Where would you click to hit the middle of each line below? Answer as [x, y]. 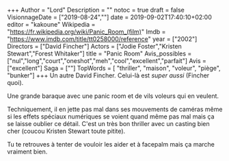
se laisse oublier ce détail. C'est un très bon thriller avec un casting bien [108, 124]
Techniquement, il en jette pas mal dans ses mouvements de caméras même [115, 109]
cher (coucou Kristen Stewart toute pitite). [66, 131]
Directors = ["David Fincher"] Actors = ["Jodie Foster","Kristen [95, 46]
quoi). [15, 83]
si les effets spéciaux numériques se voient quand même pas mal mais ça [111, 116]
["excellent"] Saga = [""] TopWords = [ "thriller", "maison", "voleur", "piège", [114, 68]
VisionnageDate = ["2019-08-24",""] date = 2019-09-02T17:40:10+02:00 [109, 17]
